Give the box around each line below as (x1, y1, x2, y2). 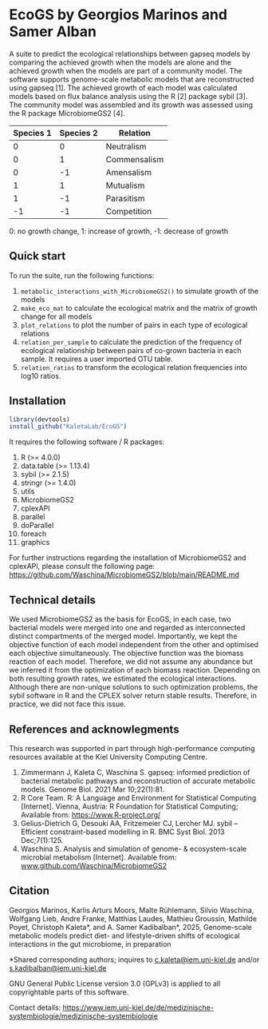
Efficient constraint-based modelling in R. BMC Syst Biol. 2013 (20, 827, 226, 836)
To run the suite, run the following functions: (9, 270, 155, 280)
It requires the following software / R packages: (9, 437, 165, 447)
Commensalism (105, 153, 164, 165)
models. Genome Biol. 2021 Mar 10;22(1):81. (20, 785, 165, 794)
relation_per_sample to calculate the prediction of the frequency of (20, 337, 242, 347)
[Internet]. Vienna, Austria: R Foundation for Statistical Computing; (20, 801, 238, 811)
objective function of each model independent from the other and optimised (9, 640, 258, 650)
